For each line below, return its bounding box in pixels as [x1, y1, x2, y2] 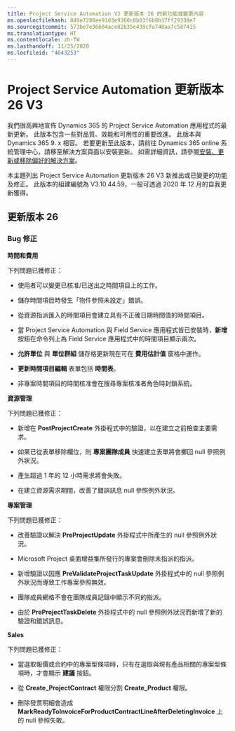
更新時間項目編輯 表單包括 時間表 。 [17, 364, 120, 372]
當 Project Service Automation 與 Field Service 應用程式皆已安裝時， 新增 [17, 325, 228, 334]
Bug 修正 [7, 234, 37, 244]
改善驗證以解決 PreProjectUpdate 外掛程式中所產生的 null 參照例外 [17, 531, 211, 539]
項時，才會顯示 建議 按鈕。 [17, 669, 95, 677]
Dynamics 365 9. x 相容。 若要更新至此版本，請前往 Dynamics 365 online [7, 138, 220, 147]
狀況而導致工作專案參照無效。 [23, 578, 110, 586]
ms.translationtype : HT [7, 29, 77, 37]
